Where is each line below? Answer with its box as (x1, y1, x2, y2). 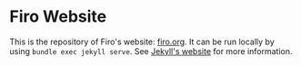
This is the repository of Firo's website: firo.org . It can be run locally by (9, 36, 275, 47)
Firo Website (9, 6, 107, 27)
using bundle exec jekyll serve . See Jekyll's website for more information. (9, 45, 293, 56)
